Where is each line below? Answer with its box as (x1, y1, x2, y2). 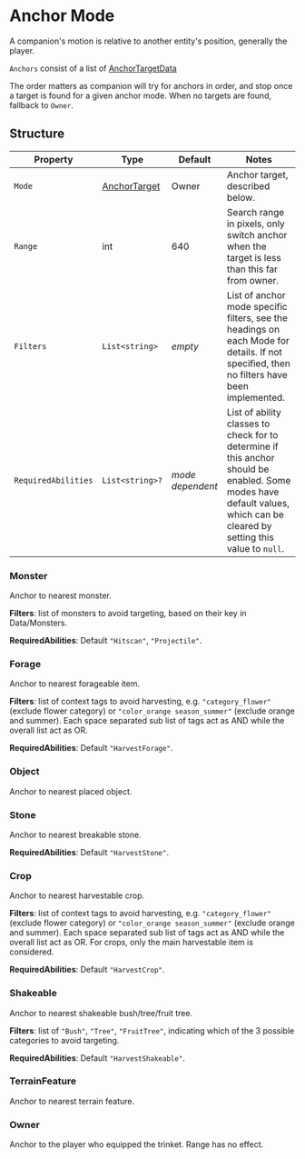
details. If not (226, 345, 283, 358)
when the (226, 240, 267, 253)
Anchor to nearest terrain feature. (9, 1095, 134, 1106)
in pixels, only (226, 217, 286, 230)
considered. (9, 946, 54, 957)
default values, (226, 496, 290, 509)
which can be (226, 508, 284, 521)
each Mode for (226, 334, 290, 346)
